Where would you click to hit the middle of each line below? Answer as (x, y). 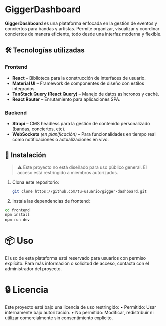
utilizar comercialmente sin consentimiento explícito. (59, 318)
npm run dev (17, 220)
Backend (16, 113)
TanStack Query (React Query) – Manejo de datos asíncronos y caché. (86, 94)
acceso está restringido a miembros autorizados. (68, 172)
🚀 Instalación (26, 155)
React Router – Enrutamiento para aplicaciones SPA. (66, 99)
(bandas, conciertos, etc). (39, 129)
